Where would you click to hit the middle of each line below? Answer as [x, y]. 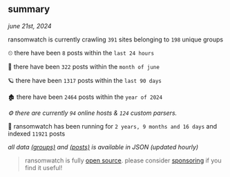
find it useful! [44, 167]
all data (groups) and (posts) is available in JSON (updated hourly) [103, 147]
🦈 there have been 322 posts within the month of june [84, 66]
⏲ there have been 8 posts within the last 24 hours [81, 53]
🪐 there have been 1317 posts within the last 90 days [85, 80]
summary [29, 9]
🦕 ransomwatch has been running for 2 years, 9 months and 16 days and [113, 126]
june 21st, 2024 [30, 26]
